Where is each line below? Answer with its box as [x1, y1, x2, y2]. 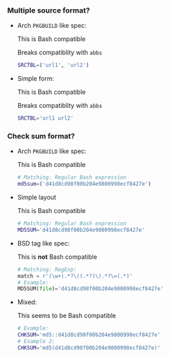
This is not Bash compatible [17, 253, 97, 261]
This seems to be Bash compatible [17, 312, 117, 320]
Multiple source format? [7, 6, 90, 15]
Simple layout [17, 193, 57, 202]
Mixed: [17, 298, 37, 306]
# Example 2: [17, 338, 56, 345]
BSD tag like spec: [17, 239, 70, 247]
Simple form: [17, 74, 54, 83]
